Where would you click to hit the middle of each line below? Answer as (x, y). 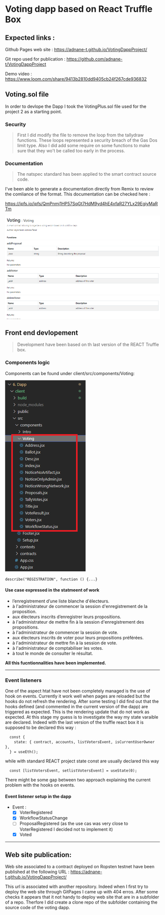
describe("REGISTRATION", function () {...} (51, 579)
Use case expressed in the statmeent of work (52, 590)
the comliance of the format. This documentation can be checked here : (78, 194)
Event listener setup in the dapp (38, 796)
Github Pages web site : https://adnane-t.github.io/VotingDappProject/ (76, 49)
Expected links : (30, 38)
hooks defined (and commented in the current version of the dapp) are (77, 707)
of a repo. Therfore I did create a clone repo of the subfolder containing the (81, 902)
